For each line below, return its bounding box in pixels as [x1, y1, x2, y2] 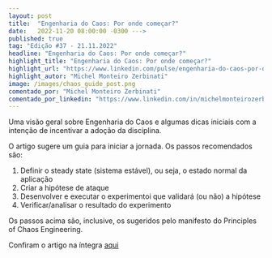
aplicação [19, 174, 53, 184]
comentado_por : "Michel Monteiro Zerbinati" [8, 87, 161, 96]
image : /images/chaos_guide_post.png [8, 80, 136, 88]
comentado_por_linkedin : [8, 95, 92, 103]
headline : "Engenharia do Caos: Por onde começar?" [8, 49, 186, 58]
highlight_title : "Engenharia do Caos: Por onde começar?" [8, 58, 212, 66]
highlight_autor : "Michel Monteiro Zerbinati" [8, 72, 168, 80]
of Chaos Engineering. [8, 225, 83, 234]
